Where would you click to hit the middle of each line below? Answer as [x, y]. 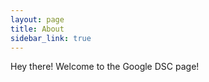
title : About [37, 29]
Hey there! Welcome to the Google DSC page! [105, 67]
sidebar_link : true [51, 38]
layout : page [37, 19]
